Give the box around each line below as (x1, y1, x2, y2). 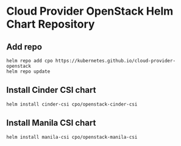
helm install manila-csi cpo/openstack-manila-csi (6, 134, 138, 140)
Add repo (6, 42, 43, 52)
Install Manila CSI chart (6, 118, 96, 128)
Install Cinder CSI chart (6, 85, 96, 95)
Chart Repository (6, 17, 95, 31)
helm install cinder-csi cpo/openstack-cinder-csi (6, 101, 138, 108)
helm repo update (6, 68, 51, 75)
